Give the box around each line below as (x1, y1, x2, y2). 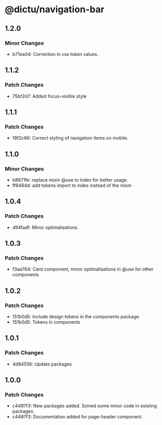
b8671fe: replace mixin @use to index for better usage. (12, 177, 128, 183)
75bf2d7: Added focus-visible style (12, 93, 87, 99)
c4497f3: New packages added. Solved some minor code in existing (12, 403, 157, 409)
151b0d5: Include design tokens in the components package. (12, 314, 140, 319)
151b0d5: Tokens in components (12, 319, 80, 325)
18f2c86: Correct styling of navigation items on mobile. (12, 135, 129, 141)
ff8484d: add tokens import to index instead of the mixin (12, 182, 132, 188)
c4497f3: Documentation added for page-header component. (12, 414, 143, 420)
